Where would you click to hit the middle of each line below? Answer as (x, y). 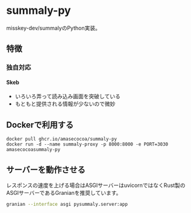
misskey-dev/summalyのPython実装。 (53, 28)
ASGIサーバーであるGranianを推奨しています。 (64, 193)
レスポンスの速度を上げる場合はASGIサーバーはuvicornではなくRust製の (96, 185)
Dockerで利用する (40, 125)
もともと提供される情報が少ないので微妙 (65, 104)
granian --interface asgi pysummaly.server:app (67, 205)
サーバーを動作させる (46, 170)
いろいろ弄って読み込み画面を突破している (67, 97)
